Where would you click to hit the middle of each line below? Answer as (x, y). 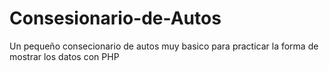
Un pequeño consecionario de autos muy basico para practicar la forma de (164, 46)
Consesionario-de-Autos (115, 18)
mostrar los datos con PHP (64, 56)
